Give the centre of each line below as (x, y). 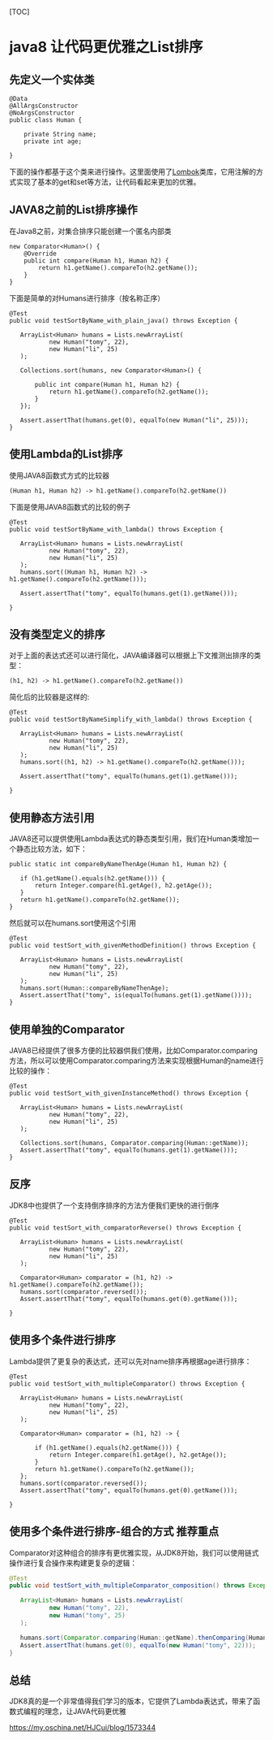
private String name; (60, 134)
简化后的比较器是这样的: (49, 697)
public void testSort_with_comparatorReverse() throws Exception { (126, 1228)
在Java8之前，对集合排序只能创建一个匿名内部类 (90, 231)
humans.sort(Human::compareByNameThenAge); (94, 988)
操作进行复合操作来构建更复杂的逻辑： (73, 1563)
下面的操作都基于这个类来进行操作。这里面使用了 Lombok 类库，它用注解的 (133, 171)
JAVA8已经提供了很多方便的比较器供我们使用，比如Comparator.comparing (134, 1051)
